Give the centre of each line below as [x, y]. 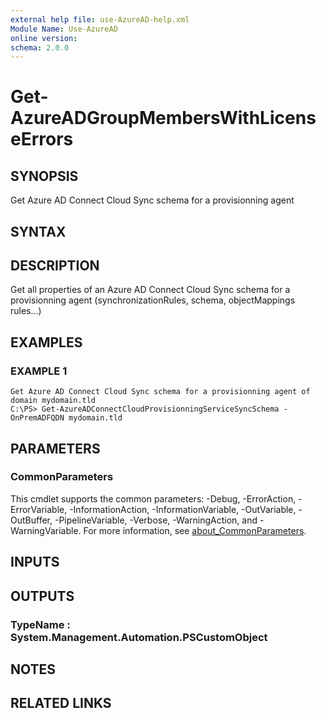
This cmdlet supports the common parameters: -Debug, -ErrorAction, [153, 498]
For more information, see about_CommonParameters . [195, 530]
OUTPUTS [42, 596]
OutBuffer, [31, 520]
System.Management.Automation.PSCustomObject [139, 637]
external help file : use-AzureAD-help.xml [100, 19]
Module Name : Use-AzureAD [64, 29]
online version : [44, 38]
